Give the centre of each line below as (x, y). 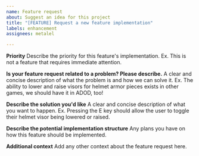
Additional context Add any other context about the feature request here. (97, 146)
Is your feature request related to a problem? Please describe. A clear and (99, 74)
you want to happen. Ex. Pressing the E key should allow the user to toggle (98, 111)
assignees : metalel (30, 34)
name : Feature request (34, 12)
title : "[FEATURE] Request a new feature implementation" (80, 23)
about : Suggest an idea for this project (58, 17)
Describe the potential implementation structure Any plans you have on (96, 129)
